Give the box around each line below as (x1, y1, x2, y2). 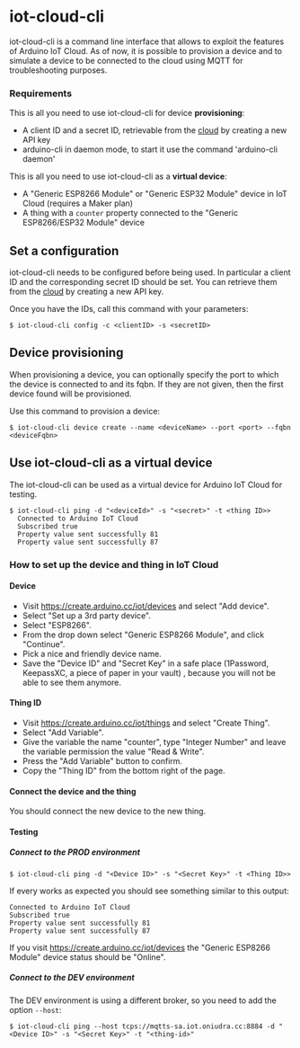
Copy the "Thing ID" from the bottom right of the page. (22, 766, 226, 776)
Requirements (9, 87, 73, 100)
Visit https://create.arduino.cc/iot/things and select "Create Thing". (22, 717, 270, 728)
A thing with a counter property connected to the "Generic (22, 208, 239, 218)
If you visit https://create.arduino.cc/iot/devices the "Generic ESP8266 (9, 942, 271, 953)
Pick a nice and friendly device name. (22, 648, 162, 659)
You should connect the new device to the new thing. (9, 806, 207, 817)
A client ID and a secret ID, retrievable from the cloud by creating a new (22, 125, 287, 136)
